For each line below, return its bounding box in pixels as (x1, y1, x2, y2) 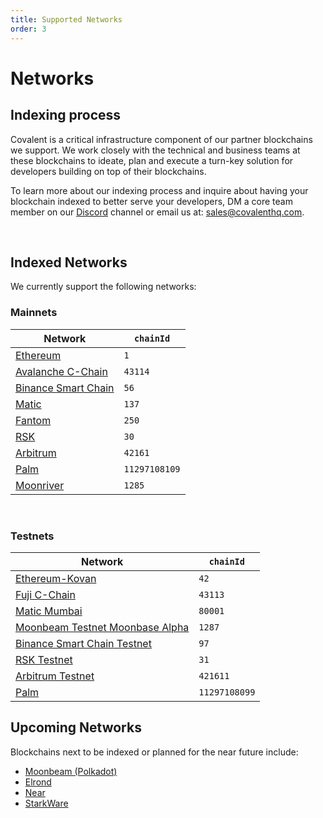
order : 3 (10, 24, 47, 34)
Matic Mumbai (15, 604, 83, 618)
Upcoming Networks (10, 719, 142, 736)
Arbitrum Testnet (15, 669, 95, 683)
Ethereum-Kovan (15, 571, 97, 585)
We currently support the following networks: (10, 281, 197, 293)
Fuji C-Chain (15, 587, 76, 601)
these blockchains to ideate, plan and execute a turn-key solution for (10, 154, 294, 166)
